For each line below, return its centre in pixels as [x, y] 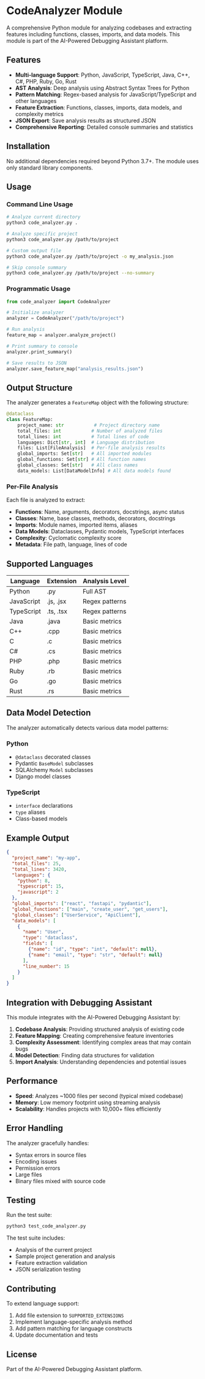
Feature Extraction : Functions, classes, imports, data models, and [99, 107]
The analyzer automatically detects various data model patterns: [88, 727]
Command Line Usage [40, 204]
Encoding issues [36, 1161]
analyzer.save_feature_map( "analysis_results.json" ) [75, 369]
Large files [28, 1174]
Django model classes [43, 776]
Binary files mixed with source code [60, 1181]
